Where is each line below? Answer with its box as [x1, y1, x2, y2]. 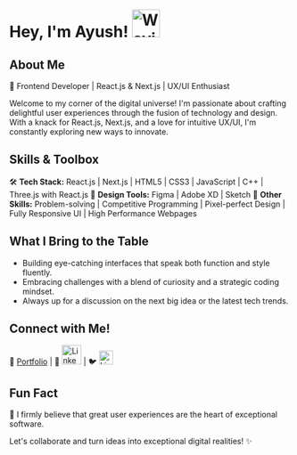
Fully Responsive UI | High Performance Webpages [9, 207, 198, 218]
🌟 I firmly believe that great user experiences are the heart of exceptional [9, 410, 278, 420]
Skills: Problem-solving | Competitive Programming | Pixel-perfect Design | [9, 199, 285, 209]
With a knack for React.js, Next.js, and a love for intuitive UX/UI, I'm [9, 117, 257, 127]
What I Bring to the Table [9, 234, 149, 249]
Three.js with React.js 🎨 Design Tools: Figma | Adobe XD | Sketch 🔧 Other [9, 189, 283, 199]
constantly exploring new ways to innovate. [9, 126, 169, 137]
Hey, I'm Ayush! [9, 22, 129, 42]
